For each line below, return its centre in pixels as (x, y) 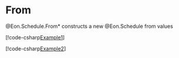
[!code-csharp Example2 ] (36, 48)
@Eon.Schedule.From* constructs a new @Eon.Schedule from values (89, 26)
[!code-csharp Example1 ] (35, 37)
